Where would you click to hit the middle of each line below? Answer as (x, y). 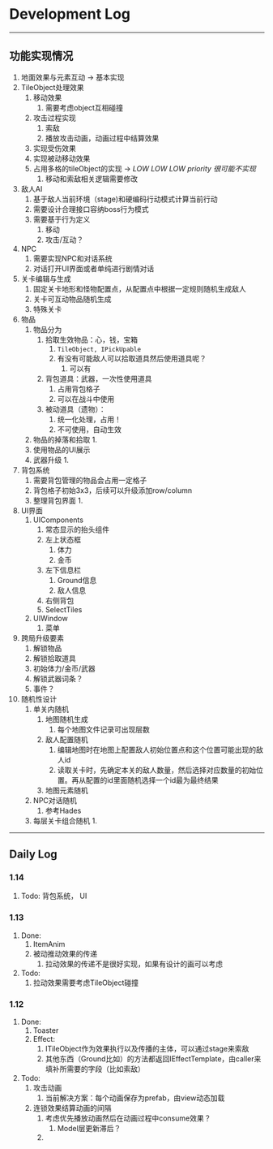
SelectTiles (64, 609)
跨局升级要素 (42, 637)
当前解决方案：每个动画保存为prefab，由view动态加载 (135, 1098)
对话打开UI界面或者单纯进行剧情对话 (94, 268)
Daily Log (33, 855)
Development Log (70, 14)
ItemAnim (49, 944)
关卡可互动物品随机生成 (72, 299)
